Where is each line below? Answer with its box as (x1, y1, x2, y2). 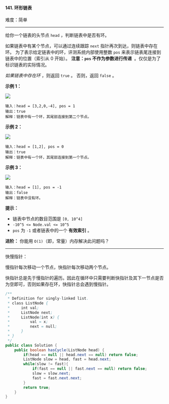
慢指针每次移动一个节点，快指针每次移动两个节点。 (5, 264, 111, 271)
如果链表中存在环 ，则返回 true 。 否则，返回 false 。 (5, 73, 117, 79)
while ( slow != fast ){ (23, 362, 69, 367)
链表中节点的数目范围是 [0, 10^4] (12, 216, 83, 222)
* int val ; (7, 305, 39, 310)
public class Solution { (5, 343, 57, 348)
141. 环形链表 (5, 5, 32, 11)
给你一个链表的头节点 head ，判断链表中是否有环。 (5, 32, 110, 38)
